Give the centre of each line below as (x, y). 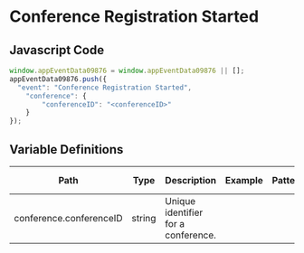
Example (244, 180)
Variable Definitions (66, 150)
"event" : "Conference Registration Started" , (105, 88)
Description (191, 180)
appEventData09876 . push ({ (58, 79)
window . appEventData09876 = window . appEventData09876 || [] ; (127, 70)
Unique (180, 201)
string (144, 218)
